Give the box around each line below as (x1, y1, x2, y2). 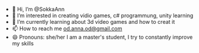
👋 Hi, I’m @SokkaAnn (11, 6, 65, 13)
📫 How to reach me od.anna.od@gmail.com (11, 25, 122, 32)
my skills (11, 40, 34, 47)
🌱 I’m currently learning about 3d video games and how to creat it (11, 18, 175, 25)
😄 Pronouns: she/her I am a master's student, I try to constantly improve (11, 33, 193, 40)
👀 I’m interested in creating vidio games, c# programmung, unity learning (11, 12, 194, 19)
